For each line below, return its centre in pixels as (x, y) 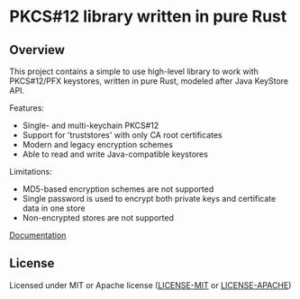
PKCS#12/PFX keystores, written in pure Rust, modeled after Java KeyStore (149, 81)
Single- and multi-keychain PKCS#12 (91, 125)
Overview (37, 50)
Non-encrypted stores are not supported (98, 217)
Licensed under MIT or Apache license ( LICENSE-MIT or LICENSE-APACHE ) (150, 285)
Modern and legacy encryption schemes (98, 145)
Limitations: (31, 172)
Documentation (38, 235)
